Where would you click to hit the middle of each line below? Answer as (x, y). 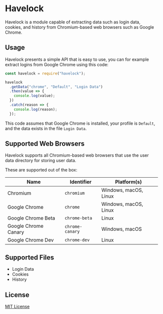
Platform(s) (128, 182)
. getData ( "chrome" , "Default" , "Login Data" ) (56, 87)
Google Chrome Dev (31, 240)
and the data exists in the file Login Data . (46, 128)
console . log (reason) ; (35, 109)
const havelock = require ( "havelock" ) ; (45, 74)
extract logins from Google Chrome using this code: (57, 64)
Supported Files (30, 257)
